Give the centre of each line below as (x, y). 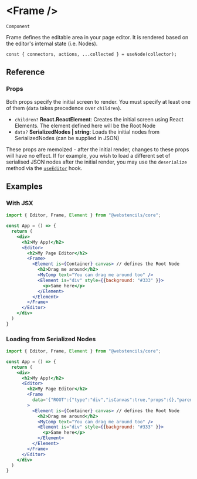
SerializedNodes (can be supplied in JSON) (67, 138)
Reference (26, 72)
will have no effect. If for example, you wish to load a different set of (88, 155)
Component (18, 26)
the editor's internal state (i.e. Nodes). (52, 43)
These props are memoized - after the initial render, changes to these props (98, 149)
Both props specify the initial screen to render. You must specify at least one (98, 101)
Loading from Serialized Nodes (51, 339)
